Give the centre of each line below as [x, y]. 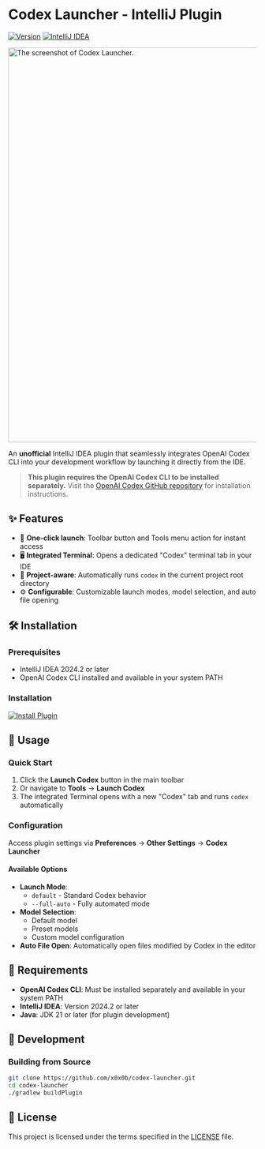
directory [34, 583]
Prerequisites [34, 652]
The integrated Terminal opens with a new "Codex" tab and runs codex [134, 797]
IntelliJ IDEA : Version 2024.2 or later [79, 1006]
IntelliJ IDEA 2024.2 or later [64, 670]
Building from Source [50, 1062]
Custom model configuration [78, 937]
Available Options [38, 869]
